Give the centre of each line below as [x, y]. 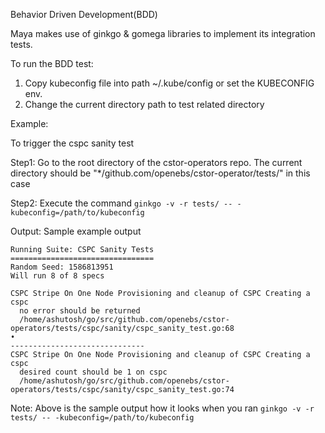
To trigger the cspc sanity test [72, 143]
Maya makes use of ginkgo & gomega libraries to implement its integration [163, 33]
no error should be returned [80, 311]
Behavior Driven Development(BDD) [84, 14]
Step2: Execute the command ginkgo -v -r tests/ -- [121, 203]
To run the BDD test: [52, 63]
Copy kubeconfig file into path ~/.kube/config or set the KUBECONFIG [169, 83]
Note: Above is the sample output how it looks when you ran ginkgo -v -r [162, 408]
